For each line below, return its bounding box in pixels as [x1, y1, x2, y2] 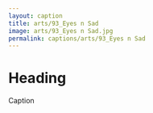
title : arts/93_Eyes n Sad [8, 19, 99, 27]
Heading [8, 69, 67, 87]
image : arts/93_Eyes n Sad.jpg [8, 27, 114, 35]
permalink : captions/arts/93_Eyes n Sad [8, 34, 147, 43]
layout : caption [8, 11, 63, 20]
